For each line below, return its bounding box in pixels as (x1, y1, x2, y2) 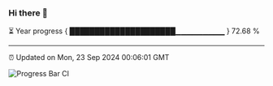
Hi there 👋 (8, 7, 49, 19)
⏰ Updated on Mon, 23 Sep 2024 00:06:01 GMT (8, 53, 170, 62)
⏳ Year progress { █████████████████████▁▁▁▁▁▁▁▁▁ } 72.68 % (8, 26, 260, 36)
